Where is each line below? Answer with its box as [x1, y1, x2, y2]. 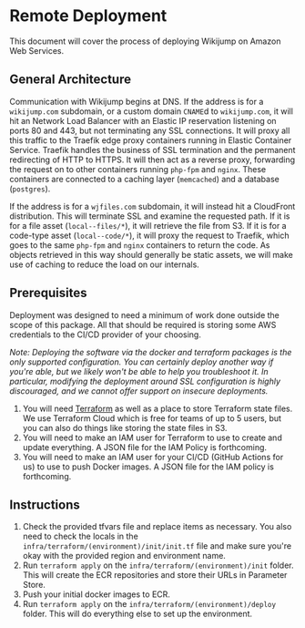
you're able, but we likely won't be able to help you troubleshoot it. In [9, 365, 269, 376]
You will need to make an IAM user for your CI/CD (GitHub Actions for [22, 451, 284, 462]
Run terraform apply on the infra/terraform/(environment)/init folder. [22, 560, 294, 571]
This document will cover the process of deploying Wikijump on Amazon [9, 36, 281, 46]
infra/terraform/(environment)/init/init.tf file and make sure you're [22, 540, 292, 551]
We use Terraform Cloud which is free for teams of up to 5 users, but [22, 412, 282, 424]
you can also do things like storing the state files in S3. [22, 422, 228, 433]
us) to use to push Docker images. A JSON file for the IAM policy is [22, 461, 275, 472]
